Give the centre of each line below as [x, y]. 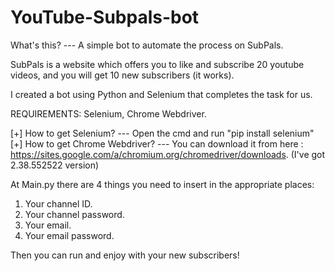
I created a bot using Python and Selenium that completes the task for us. [161, 94]
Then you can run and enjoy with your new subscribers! [125, 255]
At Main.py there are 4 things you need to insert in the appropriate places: [162, 184]
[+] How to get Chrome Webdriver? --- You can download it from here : [157, 143]
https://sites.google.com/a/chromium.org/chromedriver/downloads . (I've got [168, 154]
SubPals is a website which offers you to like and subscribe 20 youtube [157, 64]
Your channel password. [74, 214]
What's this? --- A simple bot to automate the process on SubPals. [147, 45]
